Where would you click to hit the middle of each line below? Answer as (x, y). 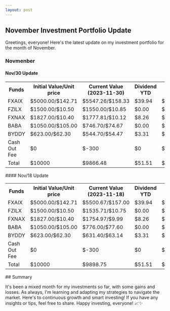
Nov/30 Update (22, 73)
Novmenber (20, 61)
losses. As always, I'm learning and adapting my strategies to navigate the (82, 292)
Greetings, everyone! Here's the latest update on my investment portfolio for (85, 42)
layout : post (19, 10)
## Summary (19, 277)
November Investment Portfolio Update (68, 31)
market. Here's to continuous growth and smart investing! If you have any (82, 297)
